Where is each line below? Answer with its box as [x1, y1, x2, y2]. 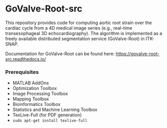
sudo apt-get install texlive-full [12, 118, 88, 123]
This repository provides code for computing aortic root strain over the [5, 20, 152, 26]
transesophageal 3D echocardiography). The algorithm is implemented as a [5, 30, 162, 36]
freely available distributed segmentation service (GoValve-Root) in [5, 36, 145, 42]
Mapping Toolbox [12, 96, 49, 102]
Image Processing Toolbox [12, 91, 68, 97]
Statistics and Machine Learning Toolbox [12, 106, 97, 113]
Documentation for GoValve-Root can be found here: [5, 51, 115, 57]
